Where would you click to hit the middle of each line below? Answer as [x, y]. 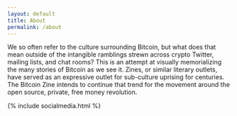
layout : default [31, 14]
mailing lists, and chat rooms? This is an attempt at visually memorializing [115, 62]
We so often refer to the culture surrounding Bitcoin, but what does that [112, 47]
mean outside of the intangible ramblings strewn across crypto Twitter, [111, 54]
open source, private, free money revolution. [72, 92]
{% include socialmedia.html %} [54, 106]
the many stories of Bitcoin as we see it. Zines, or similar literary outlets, [112, 70]
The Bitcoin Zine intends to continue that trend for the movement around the [119, 85]
